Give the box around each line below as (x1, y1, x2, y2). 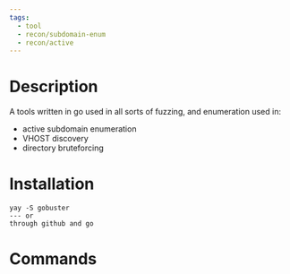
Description (9, 77, 98, 97)
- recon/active (17, 38, 74, 47)
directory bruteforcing (21, 142, 105, 153)
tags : (9, 13, 30, 22)
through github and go (9, 219, 94, 228)
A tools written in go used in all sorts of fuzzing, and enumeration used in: (9, 107, 282, 117)
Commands (9, 249, 98, 270)
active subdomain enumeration (21, 124, 137, 134)
